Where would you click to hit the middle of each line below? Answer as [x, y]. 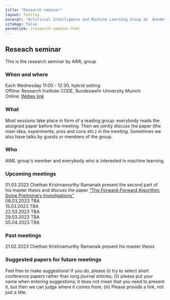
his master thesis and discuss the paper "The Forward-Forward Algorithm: [83, 190]
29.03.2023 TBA [23, 217]
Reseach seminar [33, 49]
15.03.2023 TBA [22, 206]
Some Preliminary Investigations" [40, 196]
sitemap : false [21, 24]
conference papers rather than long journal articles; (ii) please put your [79, 276]
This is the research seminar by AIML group [51, 61]
